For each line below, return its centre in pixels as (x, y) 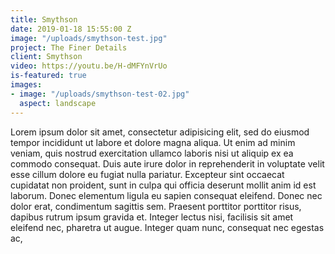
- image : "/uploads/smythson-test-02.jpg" (100, 94)
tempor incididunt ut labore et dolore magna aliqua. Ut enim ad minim (153, 142)
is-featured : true (48, 76)
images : (26, 85)
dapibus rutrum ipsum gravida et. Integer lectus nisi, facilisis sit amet (152, 217)
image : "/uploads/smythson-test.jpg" (89, 38)
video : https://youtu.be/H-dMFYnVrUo (89, 66)
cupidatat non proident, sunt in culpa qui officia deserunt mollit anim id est (163, 185)
